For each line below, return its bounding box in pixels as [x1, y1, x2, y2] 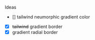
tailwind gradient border [12, 23, 63, 29]
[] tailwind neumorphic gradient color [12, 14, 90, 19]
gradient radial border [12, 29, 58, 35]
